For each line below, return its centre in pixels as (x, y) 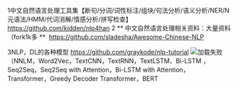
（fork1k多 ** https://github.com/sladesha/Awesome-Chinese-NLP (106, 37)
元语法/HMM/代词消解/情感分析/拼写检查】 (70, 19)
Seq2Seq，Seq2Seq (37, 70)
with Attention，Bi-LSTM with (112, 70)
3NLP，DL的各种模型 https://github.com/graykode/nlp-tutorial (98, 52)
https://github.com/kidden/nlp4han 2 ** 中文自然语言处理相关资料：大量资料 (119, 28)
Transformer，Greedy (39, 79)
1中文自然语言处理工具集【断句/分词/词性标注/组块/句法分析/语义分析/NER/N (118, 10)
